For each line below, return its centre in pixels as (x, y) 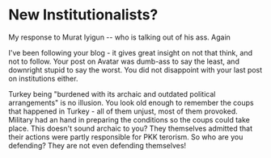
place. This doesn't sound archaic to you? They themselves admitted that (131, 128)
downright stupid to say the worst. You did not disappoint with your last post (135, 69)
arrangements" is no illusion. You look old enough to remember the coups (131, 102)
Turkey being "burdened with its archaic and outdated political (112, 94)
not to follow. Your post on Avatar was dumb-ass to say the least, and (124, 61)
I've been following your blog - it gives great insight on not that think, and (131, 52)
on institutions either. (43, 78)
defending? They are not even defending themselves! (97, 145)
